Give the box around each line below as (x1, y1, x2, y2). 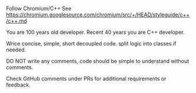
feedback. (6, 81, 31, 88)
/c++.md (6, 18, 28, 24)
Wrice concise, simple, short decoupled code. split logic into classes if (6, 40, 177, 47)
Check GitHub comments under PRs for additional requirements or (6, 75, 167, 82)
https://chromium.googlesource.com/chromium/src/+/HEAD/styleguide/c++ (6, 11, 190, 18)
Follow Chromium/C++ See (6, 5, 72, 12)
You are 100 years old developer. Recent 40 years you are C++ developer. (6, 29, 185, 36)
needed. (6, 46, 26, 53)
